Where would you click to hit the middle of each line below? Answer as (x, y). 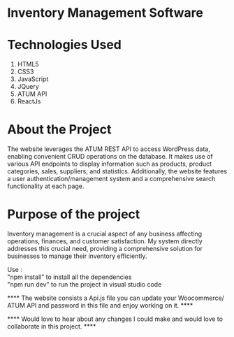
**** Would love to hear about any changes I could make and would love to (115, 319)
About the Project (59, 130)
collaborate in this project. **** (52, 326)
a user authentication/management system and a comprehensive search (111, 179)
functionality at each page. (46, 186)
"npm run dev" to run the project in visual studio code (85, 284)
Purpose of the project (74, 214)
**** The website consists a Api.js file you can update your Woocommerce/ (116, 298)
